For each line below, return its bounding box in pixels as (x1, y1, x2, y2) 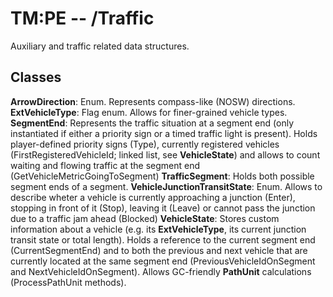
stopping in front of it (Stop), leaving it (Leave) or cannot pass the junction (10, 202, 316, 214)
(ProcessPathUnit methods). (10, 276, 127, 288)
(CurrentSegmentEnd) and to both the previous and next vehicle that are (10, 244, 308, 256)
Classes (10, 69, 62, 86)
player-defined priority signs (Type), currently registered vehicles (10, 138, 280, 150)
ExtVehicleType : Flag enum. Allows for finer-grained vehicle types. (10, 106, 288, 118)
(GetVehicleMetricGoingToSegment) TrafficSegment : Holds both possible (10, 170, 315, 182)
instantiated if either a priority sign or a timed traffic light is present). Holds (10, 127, 318, 139)
